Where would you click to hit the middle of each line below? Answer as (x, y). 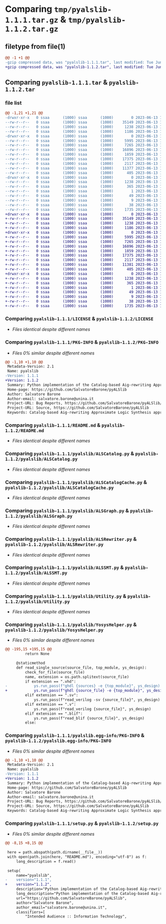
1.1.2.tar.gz (32, 29)
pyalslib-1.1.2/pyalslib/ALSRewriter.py (54, 545)
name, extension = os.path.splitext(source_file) (77, 677)
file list (14, 103)
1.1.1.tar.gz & (36, 20)
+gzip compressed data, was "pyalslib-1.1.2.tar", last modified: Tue (79, 67)
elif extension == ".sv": (52, 695)
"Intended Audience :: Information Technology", (76, 917)
